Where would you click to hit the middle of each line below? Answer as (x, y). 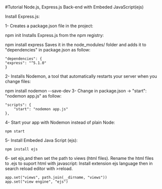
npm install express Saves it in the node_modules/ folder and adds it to (76, 45)
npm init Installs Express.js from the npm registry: (55, 35)
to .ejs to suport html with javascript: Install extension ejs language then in (79, 163)
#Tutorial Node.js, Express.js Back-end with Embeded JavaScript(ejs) (74, 7)
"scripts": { (18, 105)
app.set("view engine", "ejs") (37, 182)
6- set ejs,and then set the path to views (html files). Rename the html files (79, 158)
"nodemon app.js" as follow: (33, 96)
